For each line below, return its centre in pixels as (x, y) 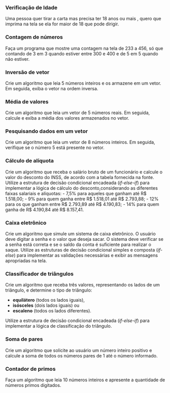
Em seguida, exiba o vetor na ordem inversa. (52, 88)
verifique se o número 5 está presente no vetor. (55, 148)
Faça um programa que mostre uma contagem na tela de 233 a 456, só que (84, 48)
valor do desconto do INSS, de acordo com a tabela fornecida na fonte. (80, 177)
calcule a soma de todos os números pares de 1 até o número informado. (81, 355)
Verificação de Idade (31, 8)
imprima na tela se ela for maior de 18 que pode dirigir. (62, 24)
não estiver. (18, 59)
